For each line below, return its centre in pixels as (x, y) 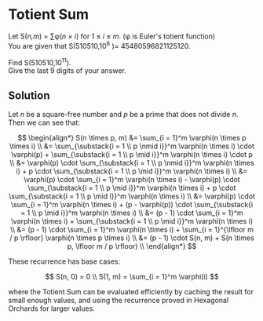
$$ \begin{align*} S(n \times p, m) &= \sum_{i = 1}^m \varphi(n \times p (132, 138)
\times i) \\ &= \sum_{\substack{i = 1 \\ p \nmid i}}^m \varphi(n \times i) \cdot (132, 146)
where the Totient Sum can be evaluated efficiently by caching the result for (131, 292)
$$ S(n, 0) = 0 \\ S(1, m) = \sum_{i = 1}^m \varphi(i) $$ (132, 277)
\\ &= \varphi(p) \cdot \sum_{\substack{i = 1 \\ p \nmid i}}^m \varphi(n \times (132, 163)
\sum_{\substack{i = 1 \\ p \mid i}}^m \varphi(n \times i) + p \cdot (132, 188)
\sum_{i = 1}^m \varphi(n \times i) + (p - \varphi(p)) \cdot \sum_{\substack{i (132, 205)
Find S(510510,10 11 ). (40, 62)
